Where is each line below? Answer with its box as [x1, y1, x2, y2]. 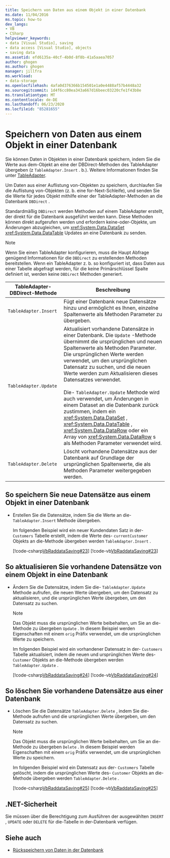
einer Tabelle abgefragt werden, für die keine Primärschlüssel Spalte [5, 265, 148, 272]
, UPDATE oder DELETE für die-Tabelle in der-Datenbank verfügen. [5, 819, 138, 825]
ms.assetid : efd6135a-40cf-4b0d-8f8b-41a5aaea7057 [5, 54, 114, 60]
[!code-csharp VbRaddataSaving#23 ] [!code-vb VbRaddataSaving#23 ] [12, 548, 158, 554]
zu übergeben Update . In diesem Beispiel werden [32, 625, 135, 631]
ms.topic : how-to [5, 17, 42, 22]
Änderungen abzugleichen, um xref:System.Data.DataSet [5, 224, 125, 230]
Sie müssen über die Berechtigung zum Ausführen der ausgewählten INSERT [5, 813, 164, 819]
